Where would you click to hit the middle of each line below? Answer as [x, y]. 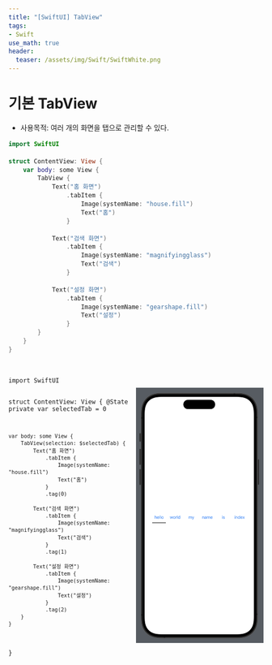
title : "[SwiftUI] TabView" [56, 17]
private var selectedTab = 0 [57, 409]
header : [21, 52]
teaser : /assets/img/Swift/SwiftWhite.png [88, 60]
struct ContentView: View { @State [68, 402]
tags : [17, 26]
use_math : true [34, 43]
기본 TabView [53, 104]
